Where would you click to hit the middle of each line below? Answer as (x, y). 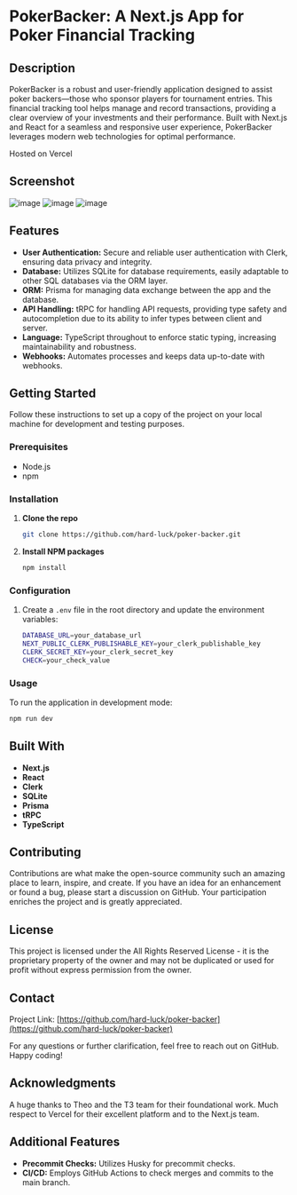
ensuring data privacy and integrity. (87, 261)
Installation (34, 499)
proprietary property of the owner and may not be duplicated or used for (142, 961)
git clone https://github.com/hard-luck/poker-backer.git (131, 534)
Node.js (36, 466)
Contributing (45, 852)
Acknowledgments (63, 1084)
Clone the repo (50, 518)
